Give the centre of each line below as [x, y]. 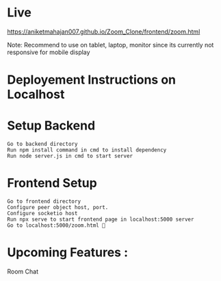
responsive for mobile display [49, 52]
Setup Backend [51, 126]
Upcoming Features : [68, 253]
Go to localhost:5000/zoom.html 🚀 [56, 225]
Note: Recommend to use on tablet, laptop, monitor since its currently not [110, 45]
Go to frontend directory [44, 201]
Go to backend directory [42, 144]
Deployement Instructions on [92, 80]
